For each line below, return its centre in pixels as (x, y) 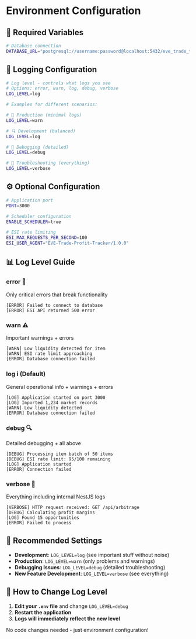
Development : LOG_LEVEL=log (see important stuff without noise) (92, 555)
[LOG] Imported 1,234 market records (52, 403)
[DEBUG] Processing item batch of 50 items (60, 454)
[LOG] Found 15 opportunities (43, 517)
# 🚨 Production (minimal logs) (44, 115)
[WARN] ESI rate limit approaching (49, 353)
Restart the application (43, 612)
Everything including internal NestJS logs (56, 497)
